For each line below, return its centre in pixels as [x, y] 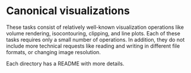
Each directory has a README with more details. [65, 64]
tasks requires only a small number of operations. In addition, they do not [95, 39]
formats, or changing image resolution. [53, 52]
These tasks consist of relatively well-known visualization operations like [95, 27]
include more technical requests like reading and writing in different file [93, 46]
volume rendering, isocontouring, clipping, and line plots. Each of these [93, 33]
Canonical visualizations [68, 11]
